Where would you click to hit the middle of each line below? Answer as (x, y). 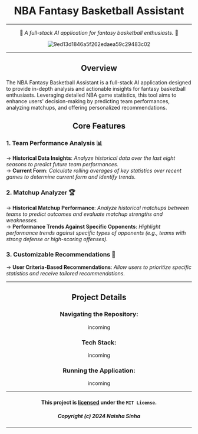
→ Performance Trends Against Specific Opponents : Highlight (83, 226)
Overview (99, 68)
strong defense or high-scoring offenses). (57, 239)
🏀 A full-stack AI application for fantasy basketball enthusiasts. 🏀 (99, 32)
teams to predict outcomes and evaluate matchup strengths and (85, 214)
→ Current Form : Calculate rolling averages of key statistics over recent (94, 171)
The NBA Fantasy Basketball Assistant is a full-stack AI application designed (99, 82)
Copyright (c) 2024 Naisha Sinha (99, 416)
